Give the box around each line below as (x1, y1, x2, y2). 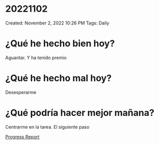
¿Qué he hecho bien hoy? (5, 38, 115, 49)
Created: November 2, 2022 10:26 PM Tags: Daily (5, 20, 110, 26)
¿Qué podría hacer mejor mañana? (5, 107, 154, 119)
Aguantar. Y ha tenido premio (5, 54, 67, 61)
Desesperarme (5, 89, 37, 95)
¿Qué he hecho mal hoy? (5, 72, 112, 84)
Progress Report (5, 133, 40, 140)
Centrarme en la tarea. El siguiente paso (5, 124, 90, 130)
